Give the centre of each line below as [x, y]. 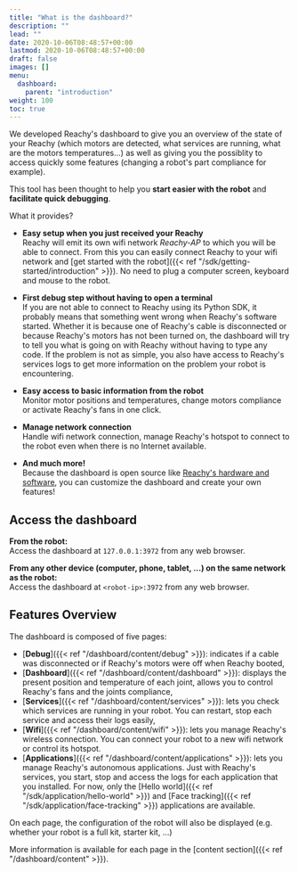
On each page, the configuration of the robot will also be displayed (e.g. [141, 822]
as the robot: [33, 578]
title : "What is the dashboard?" [71, 17]
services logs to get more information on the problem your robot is [144, 364]
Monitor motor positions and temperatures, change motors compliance [152, 400]
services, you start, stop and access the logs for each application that [150, 777]
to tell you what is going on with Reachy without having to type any [145, 345]
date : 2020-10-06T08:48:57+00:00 [71, 42]
